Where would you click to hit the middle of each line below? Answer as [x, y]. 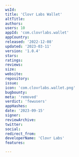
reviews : [14, 65]
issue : [12, 83]
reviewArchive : [21, 120]
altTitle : [15, 19]
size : [11, 70]
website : [14, 74]
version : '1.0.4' [23, 51]
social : [13, 129]
